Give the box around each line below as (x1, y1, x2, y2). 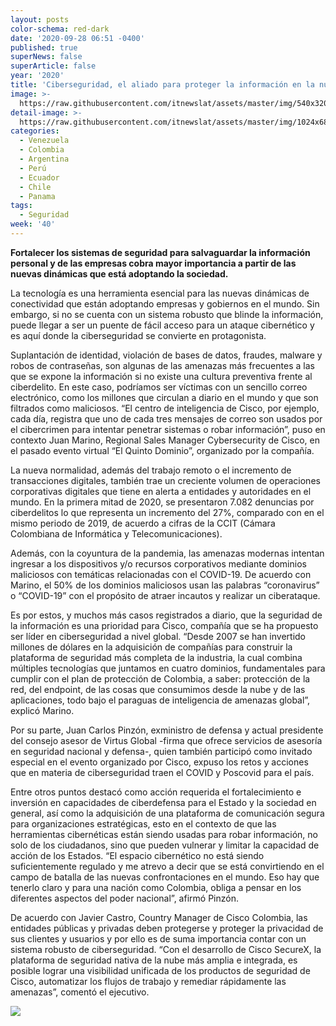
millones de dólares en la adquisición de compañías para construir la (10, 641, 293, 653)
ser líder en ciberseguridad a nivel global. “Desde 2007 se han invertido (10, 630, 307, 642)
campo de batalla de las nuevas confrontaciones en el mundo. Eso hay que (10, 871, 320, 883)
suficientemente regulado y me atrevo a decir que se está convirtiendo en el (10, 860, 325, 872)
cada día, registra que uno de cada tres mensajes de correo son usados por (10, 412, 323, 425)
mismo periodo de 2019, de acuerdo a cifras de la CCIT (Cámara (10, 517, 276, 529)
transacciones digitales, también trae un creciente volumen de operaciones (10, 474, 321, 486)
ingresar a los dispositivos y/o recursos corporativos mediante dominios (10, 557, 307, 570)
